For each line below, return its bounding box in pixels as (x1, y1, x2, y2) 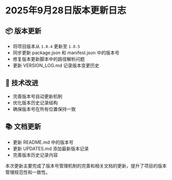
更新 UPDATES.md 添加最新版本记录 (12, 145, 89, 151)
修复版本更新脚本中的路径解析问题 (12, 56, 85, 62)
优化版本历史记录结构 (12, 99, 58, 106)
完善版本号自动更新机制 (12, 93, 62, 99)
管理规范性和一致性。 (5, 169, 50, 175)
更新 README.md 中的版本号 (12, 139, 74, 145)
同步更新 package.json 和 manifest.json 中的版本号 (12, 49, 120, 56)
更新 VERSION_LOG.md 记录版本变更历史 (12, 62, 100, 68)
